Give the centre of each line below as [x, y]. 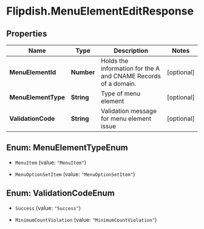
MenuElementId [33, 72]
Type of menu [121, 94]
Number [83, 72]
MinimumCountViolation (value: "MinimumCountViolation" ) [86, 219]
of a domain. [119, 84]
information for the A [131, 68]
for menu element [126, 118]
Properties [27, 34]
